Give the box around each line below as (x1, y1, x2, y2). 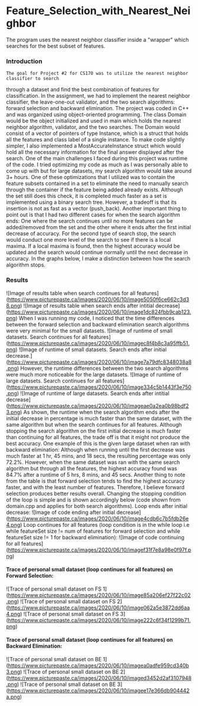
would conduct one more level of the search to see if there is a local (6, 236, 171, 243)
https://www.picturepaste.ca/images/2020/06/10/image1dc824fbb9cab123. (8, 308, 192, 315)
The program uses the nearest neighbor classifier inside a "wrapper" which (6, 36, 189, 43)
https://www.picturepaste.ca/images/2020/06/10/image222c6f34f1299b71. (8, 616, 191, 623)
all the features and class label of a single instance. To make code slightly (6, 136, 185, 143)
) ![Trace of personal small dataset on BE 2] (19, 668, 126, 675)
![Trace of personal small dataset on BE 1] (6, 655, 107, 662)
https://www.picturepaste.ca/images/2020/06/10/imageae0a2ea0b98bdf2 (8, 402, 189, 409)
